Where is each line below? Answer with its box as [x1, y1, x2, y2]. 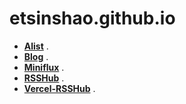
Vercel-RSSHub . [23, 82, 96, 94]
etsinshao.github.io [9, 7, 176, 30]
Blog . [23, 50, 49, 62]
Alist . [23, 40, 49, 52]
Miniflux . [23, 61, 65, 73]
